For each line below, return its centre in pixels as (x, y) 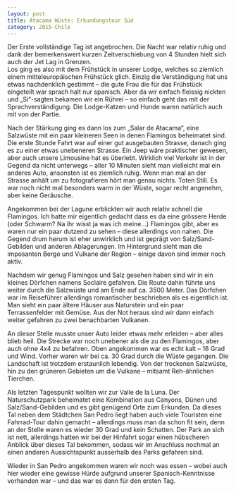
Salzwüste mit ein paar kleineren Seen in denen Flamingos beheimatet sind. (117, 135)
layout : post (26, 14)
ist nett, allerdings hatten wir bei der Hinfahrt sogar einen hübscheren (108, 437)
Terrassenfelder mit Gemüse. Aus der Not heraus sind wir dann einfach (111, 313)
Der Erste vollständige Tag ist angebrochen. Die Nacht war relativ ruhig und (117, 47)
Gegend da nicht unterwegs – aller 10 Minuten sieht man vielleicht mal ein (114, 166)
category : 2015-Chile (39, 27)
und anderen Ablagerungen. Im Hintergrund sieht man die (119, 247)
